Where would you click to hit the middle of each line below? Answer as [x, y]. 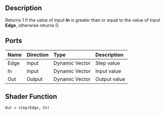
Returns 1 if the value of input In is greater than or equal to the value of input [83, 20]
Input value [108, 71]
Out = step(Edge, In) [27, 108]
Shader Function [31, 96]
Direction [38, 55]
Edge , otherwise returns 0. [32, 25]
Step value [108, 63]
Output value [110, 79]
